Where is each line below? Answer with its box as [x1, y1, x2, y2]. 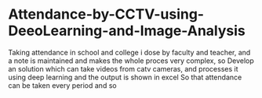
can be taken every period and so [8, 80, 117, 90]
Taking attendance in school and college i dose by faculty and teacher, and [8, 47, 251, 57]
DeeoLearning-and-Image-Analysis [8, 22, 246, 40]
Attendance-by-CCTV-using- [8, 5, 205, 23]
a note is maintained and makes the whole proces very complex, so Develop [8, 56, 255, 65]
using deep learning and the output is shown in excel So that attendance [8, 72, 242, 82]
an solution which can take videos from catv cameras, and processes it [8, 64, 238, 73]
